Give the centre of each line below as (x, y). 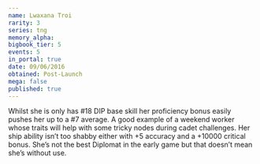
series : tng (28, 30)
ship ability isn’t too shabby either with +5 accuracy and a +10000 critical (127, 136)
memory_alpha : (32, 37)
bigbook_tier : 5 (35, 45)
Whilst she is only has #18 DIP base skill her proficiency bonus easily (120, 111)
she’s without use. (37, 153)
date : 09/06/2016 (37, 67)
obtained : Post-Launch (45, 74)
